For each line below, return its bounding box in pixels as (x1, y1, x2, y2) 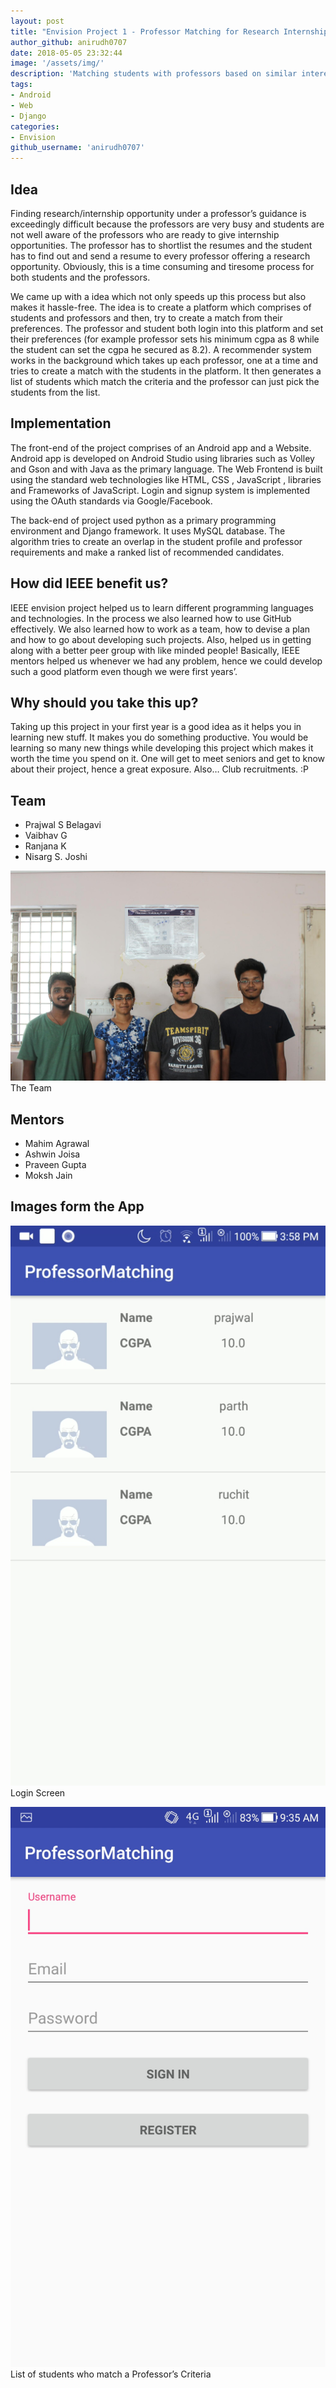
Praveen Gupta (24, 1159, 87, 1170)
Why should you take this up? (10, 694, 199, 711)
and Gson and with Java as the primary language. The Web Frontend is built (10, 463, 323, 475)
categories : (10, 121, 60, 132)
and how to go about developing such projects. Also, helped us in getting (10, 633, 312, 645)
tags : (10, 80, 33, 90)
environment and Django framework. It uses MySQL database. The (10, 525, 286, 537)
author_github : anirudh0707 (10, 37, 128, 47)
